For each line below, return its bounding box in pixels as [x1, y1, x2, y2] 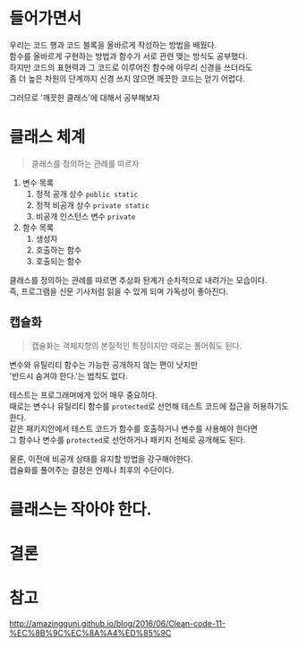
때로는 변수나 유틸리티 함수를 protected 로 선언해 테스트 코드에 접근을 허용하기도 [9, 401, 289, 411]
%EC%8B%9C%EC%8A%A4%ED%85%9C [9, 628, 172, 638]
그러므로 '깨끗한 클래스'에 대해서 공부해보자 [9, 91, 160, 103]
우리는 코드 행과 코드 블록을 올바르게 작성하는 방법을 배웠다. [9, 39, 217, 50]
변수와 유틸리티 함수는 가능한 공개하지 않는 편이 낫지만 [9, 359, 199, 370]
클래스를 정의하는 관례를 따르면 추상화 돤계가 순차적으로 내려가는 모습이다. [9, 274, 268, 285]
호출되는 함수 [35, 255, 82, 266]
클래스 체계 [9, 127, 86, 148]
